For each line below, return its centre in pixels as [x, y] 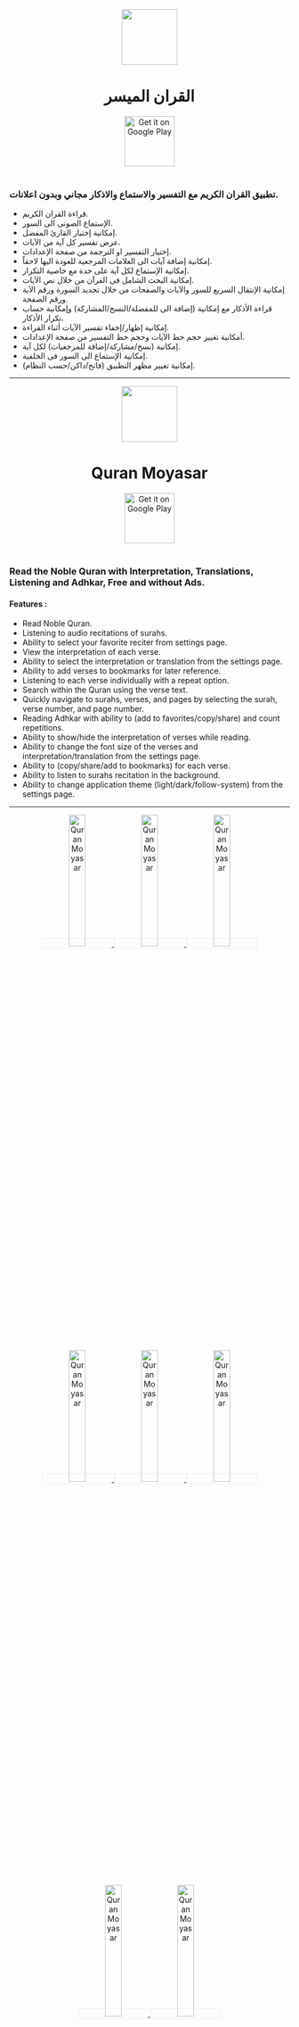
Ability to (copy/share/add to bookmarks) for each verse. [126, 765]
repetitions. [43, 728]
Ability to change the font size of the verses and [110, 747]
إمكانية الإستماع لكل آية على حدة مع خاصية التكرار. [105, 270]
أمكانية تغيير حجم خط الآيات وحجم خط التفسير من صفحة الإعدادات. [133, 337]
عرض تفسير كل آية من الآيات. [71, 242]
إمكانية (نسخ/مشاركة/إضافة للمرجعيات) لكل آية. [101, 346]
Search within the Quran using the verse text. [105, 690]
